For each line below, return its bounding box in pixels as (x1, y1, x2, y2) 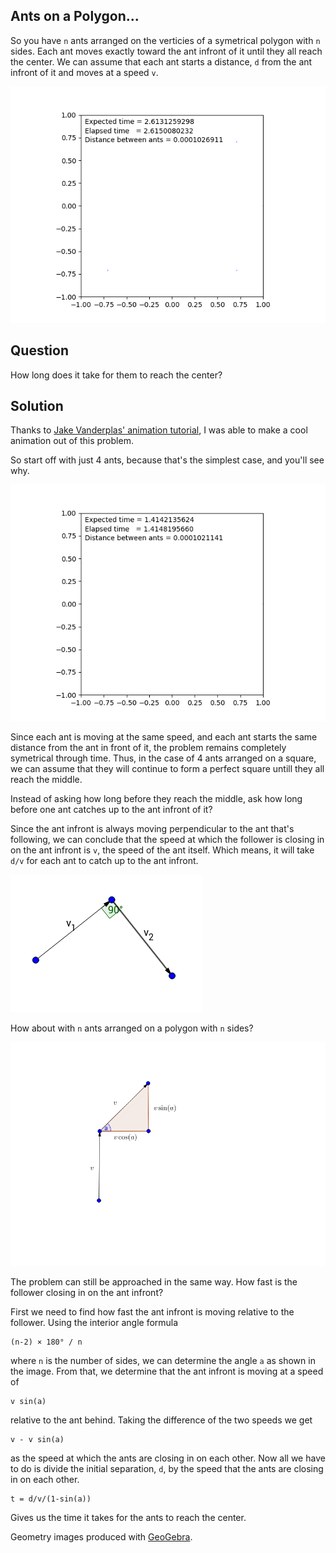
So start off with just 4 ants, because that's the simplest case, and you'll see (10, 454, 325, 466)
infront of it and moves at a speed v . (10, 66, 159, 78)
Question (10, 342, 69, 359)
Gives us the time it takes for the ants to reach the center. (10, 1511, 247, 1523)
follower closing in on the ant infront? (10, 1286, 164, 1298)
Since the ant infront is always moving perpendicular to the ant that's (10, 823, 295, 835)
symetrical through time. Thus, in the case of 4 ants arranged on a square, (10, 752, 317, 764)
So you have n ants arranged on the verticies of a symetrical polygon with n (10, 34, 321, 46)
